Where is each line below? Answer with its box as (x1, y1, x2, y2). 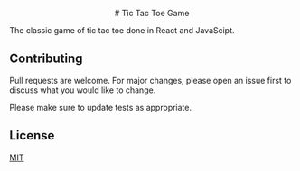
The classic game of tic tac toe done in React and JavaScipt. (9, 25, 235, 35)
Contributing (9, 51, 83, 67)
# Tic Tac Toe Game (114, 8, 190, 18)
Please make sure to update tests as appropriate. (9, 102, 192, 112)
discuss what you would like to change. (9, 85, 156, 95)
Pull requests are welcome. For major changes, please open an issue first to (9, 75, 292, 85)
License (9, 128, 55, 143)
